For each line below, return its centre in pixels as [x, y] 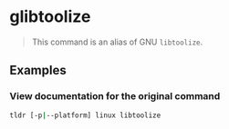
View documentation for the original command [115, 96]
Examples [38, 70]
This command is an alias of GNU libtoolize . [117, 42]
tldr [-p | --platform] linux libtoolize [85, 115]
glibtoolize [50, 17]
